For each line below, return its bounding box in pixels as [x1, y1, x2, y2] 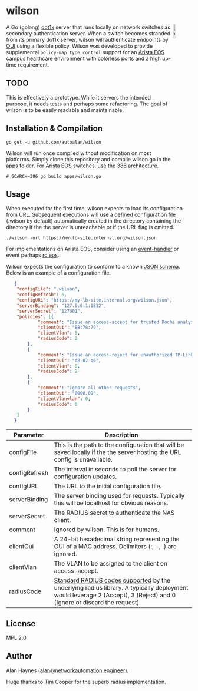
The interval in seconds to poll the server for [54, 465, 177, 474]
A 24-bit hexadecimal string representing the [54, 535, 180, 543]
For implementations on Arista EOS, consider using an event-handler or [6, 246, 179, 253]
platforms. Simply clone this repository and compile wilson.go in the [6, 156, 171, 163]
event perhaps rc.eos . [6, 252, 60, 259]
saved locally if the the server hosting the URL [54, 448, 181, 457]
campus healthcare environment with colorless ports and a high [6, 55, 161, 62]
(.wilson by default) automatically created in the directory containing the [6, 217, 181, 224]
